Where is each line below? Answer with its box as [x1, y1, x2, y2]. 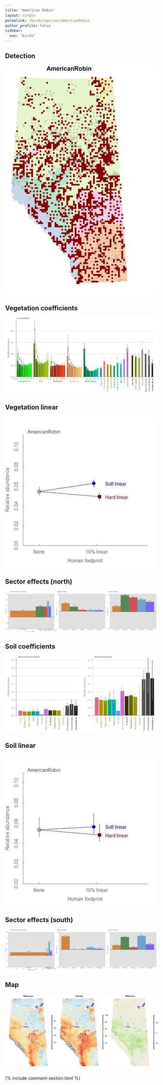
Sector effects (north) [5, 577, 73, 585]
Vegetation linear [5, 403, 58, 411]
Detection [5, 52, 35, 60]
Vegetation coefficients [5, 304, 78, 312]
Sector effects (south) [5, 916, 73, 924]
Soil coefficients [5, 643, 56, 651]
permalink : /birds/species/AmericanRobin [5, 18, 90, 23]
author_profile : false [5, 23, 51, 28]
